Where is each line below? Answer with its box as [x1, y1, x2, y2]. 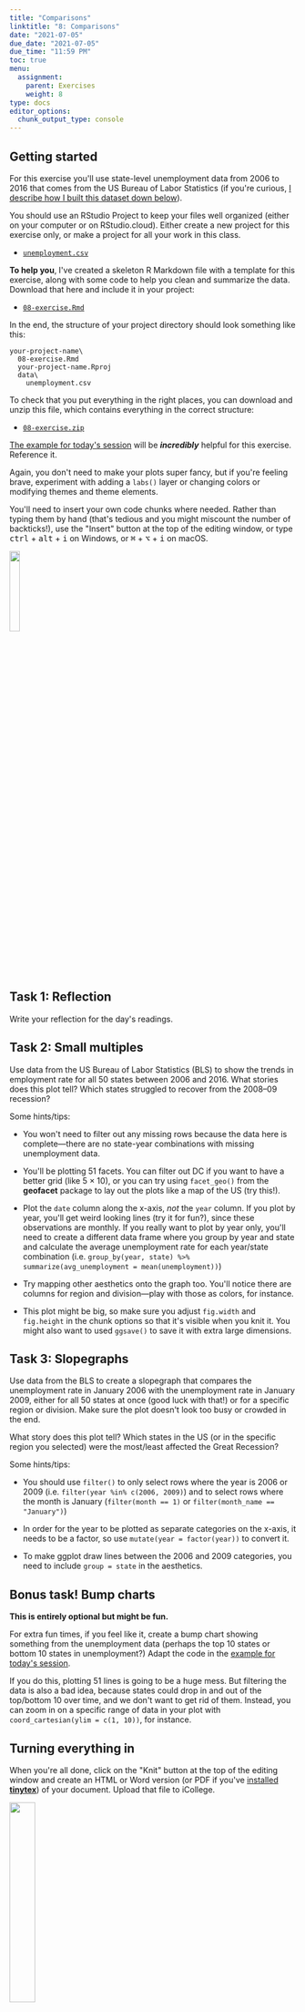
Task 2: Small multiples [9, 1040, 144, 1055]
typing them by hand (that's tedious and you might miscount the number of [9, 513, 291, 524]
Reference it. [9, 448, 57, 460]
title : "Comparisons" [9, 13, 92, 23]
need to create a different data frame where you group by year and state [22, 1231, 295, 1242]
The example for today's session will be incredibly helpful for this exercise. [9, 439, 292, 450]
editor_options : [9, 107, 71, 116]
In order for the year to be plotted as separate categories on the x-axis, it [22, 1524, 297, 1535]
